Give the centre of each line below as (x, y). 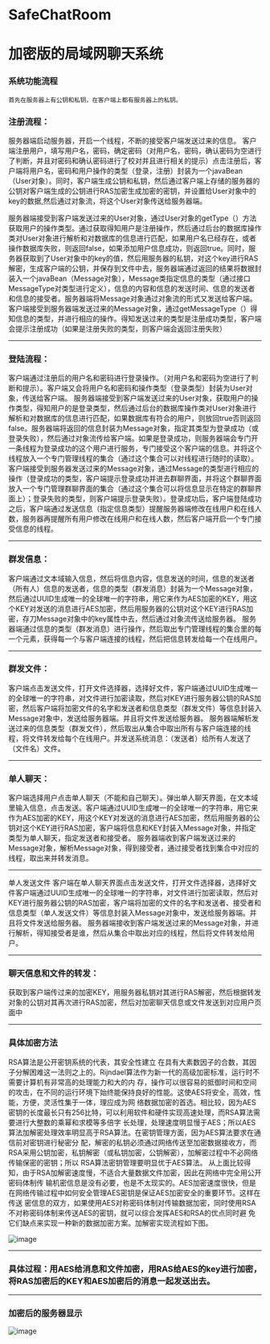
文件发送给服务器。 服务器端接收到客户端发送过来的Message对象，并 (137, 923)
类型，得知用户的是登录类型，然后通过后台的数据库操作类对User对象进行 (136, 409)
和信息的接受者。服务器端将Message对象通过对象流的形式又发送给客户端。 (133, 298)
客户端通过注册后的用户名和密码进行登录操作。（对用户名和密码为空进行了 (130, 378)
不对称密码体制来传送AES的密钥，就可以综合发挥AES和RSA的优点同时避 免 (132, 1213)
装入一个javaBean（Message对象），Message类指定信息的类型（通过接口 (129, 278)
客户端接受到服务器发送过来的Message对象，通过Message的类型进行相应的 (134, 469)
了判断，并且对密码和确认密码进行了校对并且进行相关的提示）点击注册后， (131, 160)
